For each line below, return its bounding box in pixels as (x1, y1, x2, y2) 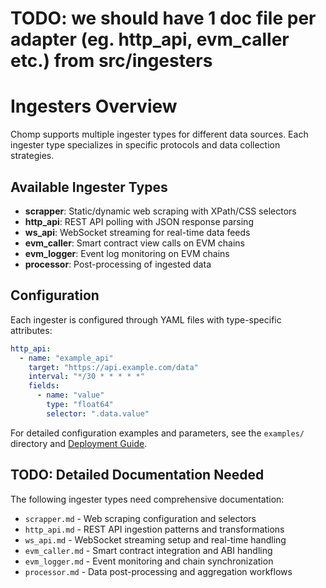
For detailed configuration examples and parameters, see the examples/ (10, 427, 305, 439)
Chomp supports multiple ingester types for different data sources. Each (10, 128, 309, 141)
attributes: (10, 324, 53, 336)
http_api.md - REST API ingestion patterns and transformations (24, 523, 285, 535)
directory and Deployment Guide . (10, 437, 148, 449)
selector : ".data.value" (46, 408, 150, 419)
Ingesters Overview (10, 95, 178, 118)
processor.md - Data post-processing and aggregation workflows (24, 565, 293, 577)
